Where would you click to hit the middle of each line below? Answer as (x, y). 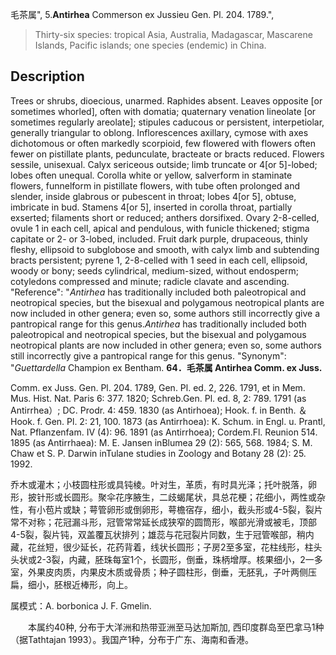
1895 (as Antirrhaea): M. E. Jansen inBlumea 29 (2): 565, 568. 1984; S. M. (161, 442)
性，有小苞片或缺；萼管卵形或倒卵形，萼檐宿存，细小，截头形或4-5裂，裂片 (166, 509)
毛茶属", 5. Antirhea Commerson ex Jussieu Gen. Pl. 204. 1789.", (142, 14)
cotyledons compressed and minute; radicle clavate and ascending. (150, 281)
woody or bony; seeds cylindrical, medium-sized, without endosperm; (154, 270)
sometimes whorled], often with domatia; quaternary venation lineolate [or (163, 111)
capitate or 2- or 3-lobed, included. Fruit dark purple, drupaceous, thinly (159, 239)
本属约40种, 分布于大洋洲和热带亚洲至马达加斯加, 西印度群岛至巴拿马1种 (176, 627)
